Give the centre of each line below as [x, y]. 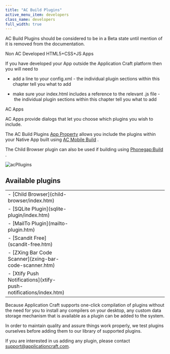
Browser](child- [47, 194]
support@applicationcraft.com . [38, 346]
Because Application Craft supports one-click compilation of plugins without [85, 305]
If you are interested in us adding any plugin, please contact [68, 341]
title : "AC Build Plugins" [34, 10]
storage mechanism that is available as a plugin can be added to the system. [85, 316]
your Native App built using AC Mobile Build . [52, 139]
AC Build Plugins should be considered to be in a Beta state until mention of [84, 39]
